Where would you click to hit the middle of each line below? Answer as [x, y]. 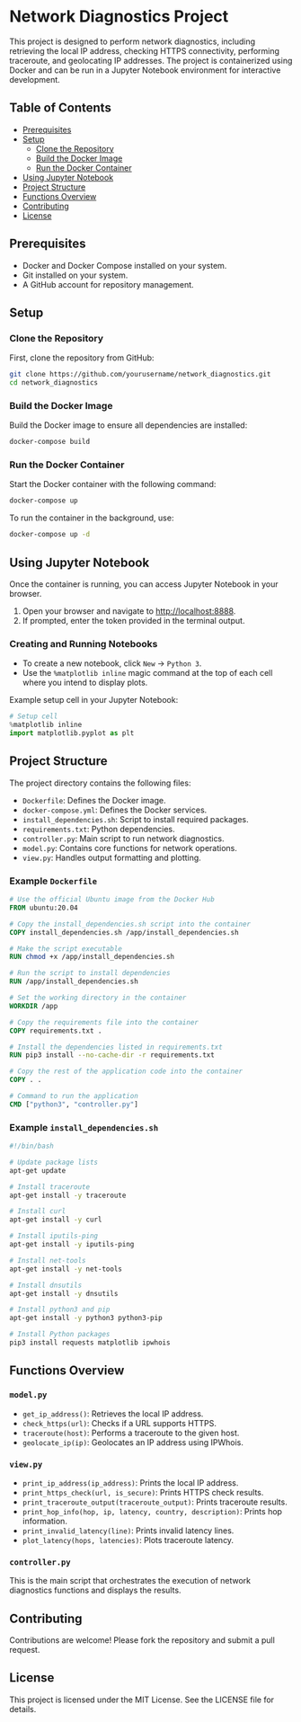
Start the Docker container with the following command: [113, 484]
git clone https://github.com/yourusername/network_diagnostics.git [140, 375]
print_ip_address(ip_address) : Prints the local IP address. [130, 1482]
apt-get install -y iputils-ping [72, 1245]
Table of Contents [61, 108]
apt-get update [38, 1170]
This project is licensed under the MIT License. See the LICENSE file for [142, 1700]
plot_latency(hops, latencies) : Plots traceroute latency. [128, 1540]
